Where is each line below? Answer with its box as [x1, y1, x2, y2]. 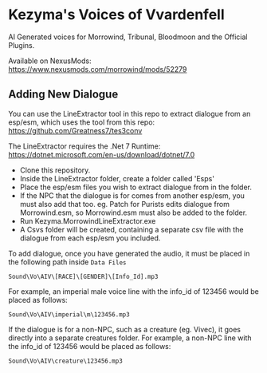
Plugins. [8, 40, 35, 50]
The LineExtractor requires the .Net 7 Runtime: [8, 141, 161, 151]
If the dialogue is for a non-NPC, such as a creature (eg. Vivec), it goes [8, 324, 241, 334]
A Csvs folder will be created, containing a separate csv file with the [19, 224, 244, 234]
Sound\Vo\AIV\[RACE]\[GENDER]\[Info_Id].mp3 [8, 272, 159, 280]
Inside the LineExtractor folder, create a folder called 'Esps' [19, 173, 215, 183]
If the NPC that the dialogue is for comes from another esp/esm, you [19, 190, 245, 200]
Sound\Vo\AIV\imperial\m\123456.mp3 [8, 310, 130, 319]
